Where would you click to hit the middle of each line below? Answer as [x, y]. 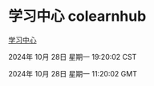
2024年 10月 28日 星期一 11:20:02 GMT [73, 73]
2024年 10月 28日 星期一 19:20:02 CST [73, 57]
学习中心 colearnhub [77, 16]
